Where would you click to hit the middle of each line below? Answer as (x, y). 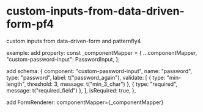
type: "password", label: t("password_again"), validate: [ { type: (86, 77)
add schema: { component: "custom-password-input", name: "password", (99, 71)
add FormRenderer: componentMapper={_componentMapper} (85, 102)
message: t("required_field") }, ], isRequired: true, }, (71, 90)
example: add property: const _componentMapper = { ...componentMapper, (102, 52)
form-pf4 (30, 24)
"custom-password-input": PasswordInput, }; (63, 59)
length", (16, 84)
